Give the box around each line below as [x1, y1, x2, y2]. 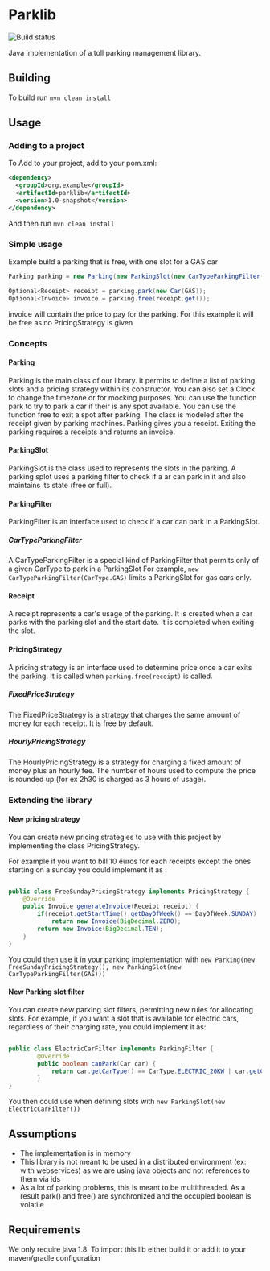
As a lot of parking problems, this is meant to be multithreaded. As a [19, 1182, 246, 1192]
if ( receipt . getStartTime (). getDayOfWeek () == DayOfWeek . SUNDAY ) [37, 910, 257, 918]
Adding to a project [8, 140, 84, 151]
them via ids [19, 1174, 61, 1183]
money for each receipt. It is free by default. [8, 718, 154, 728]
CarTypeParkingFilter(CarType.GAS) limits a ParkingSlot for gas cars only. [8, 573, 252, 582]
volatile [19, 1199, 44, 1209]
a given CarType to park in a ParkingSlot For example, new [8, 564, 199, 573]
